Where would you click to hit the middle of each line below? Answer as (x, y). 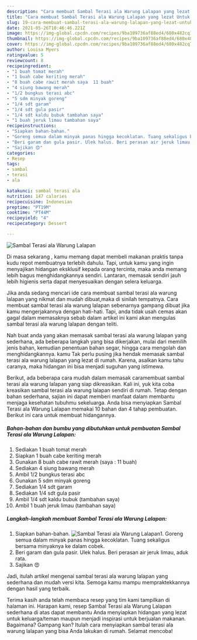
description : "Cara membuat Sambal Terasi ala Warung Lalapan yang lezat (98, 11)
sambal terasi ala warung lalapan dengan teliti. (63, 324)
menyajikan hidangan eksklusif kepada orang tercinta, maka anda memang (97, 269)
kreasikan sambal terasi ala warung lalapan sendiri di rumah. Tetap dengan (97, 390)
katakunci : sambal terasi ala (44, 191)
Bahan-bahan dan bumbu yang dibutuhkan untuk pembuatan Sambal (94, 429)
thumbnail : (20, 39)
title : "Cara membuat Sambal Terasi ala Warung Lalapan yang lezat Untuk (98, 17)
